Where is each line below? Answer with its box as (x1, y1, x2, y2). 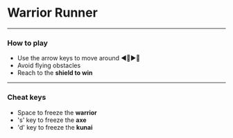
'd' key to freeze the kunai (17, 123, 93, 131)
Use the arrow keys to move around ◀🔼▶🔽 (17, 54, 141, 62)
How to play (7, 38, 49, 48)
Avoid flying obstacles (17, 61, 81, 70)
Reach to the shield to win (17, 69, 93, 77)
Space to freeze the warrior (17, 108, 97, 117)
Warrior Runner (7, 5, 98, 21)
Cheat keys (7, 92, 46, 102)
